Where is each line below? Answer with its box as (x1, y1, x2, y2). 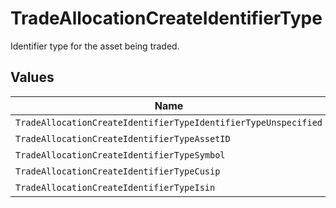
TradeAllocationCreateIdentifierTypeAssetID (15, 133, 231, 144)
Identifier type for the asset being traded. (10, 40, 180, 52)
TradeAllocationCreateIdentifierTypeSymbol (15, 149, 226, 161)
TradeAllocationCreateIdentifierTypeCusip (15, 165, 221, 177)
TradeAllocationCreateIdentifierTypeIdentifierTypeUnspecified (15, 117, 323, 128)
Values (10, 69, 55, 86)
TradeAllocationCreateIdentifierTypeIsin (15, 182, 216, 193)
